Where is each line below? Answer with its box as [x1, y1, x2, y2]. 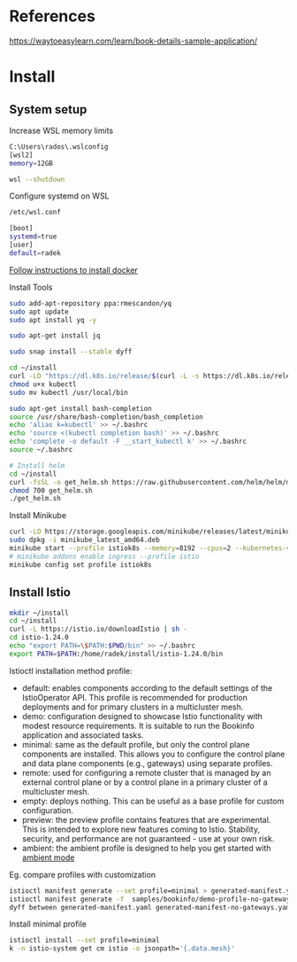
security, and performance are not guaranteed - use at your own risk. [21, 833, 275, 843]
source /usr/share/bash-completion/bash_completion [9, 412, 203, 422]
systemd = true [9, 232, 57, 241]
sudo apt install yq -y [9, 315, 97, 324]
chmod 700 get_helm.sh [9, 485, 93, 495]
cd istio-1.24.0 [9, 633, 69, 642]
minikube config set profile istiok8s [9, 560, 152, 569]
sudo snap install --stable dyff [9, 347, 133, 356]
